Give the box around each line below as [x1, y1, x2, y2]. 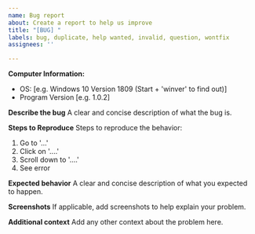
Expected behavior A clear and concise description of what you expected [8, 178, 248, 188]
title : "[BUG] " [8, 26, 61, 34]
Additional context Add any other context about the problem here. [8, 218, 224, 227]
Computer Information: [8, 69, 85, 79]
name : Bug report [8, 11, 65, 20]
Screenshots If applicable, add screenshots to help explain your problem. [8, 202, 246, 212]
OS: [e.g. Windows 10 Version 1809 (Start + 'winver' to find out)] [19, 84, 228, 94]
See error [19, 163, 51, 173]
